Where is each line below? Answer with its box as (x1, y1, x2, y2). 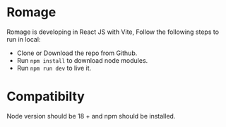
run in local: (6, 35, 41, 43)
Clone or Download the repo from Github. (16, 49, 138, 57)
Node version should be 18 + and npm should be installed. (6, 111, 176, 120)
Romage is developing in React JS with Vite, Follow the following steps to (6, 28, 220, 36)
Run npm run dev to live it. (16, 64, 92, 72)
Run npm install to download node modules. (16, 56, 148, 64)
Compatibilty (6, 89, 85, 104)
